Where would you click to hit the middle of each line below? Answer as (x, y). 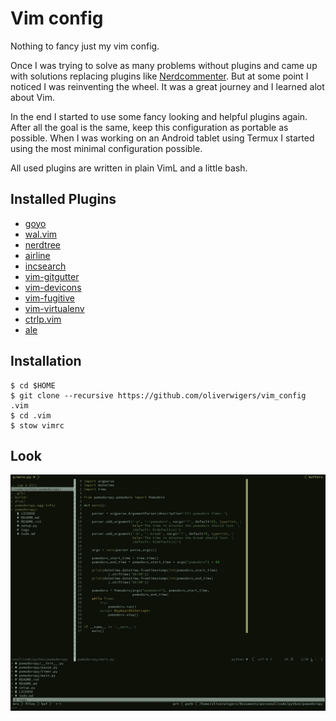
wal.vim (41, 234)
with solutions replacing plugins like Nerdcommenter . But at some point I (159, 76)
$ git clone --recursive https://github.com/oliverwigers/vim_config (158, 395)
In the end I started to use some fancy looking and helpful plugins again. (159, 116)
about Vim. (32, 97)
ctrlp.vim (43, 319)
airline (37, 255)
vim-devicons (53, 287)
